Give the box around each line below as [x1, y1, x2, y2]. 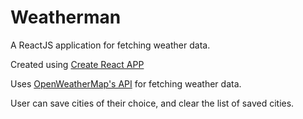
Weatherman [10, 6, 122, 29]
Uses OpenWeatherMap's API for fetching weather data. [10, 77, 242, 90]
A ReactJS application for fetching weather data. [10, 39, 211, 51]
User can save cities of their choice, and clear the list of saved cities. [10, 97, 295, 109]
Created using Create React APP [10, 58, 145, 70]
